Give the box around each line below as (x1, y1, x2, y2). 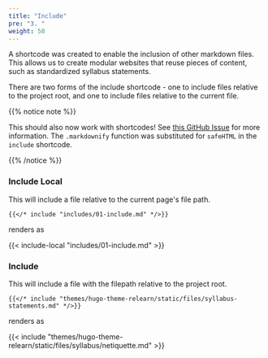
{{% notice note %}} (8, 107, 77, 116)
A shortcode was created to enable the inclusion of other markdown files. (8, 50, 254, 59)
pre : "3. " (8, 20, 45, 28)
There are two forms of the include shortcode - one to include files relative (8, 82, 258, 92)
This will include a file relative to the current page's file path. (8, 194, 211, 204)
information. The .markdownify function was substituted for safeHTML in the (8, 131, 257, 141)
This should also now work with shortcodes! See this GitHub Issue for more (8, 123, 261, 133)
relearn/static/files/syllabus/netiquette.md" (8, 340, 153, 350)
